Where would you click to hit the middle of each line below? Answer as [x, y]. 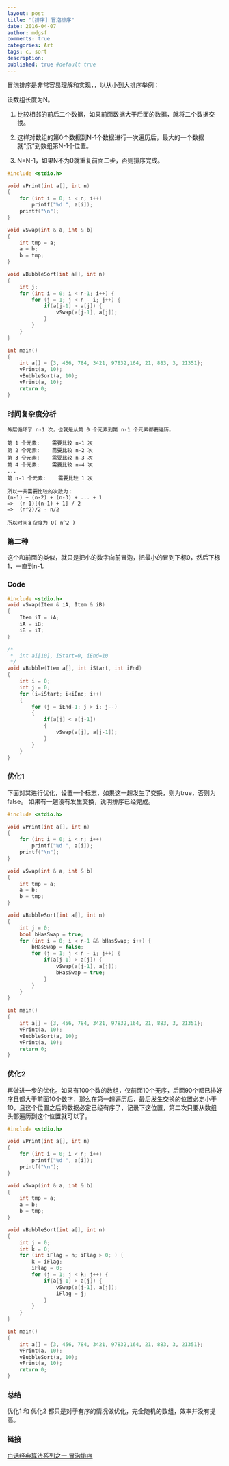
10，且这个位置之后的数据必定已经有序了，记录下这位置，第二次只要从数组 [112, 1107]
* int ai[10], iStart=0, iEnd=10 [59, 656]
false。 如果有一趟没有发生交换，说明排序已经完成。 [81, 801]
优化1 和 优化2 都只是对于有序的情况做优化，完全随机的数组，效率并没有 [109, 1411]
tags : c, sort [27, 52]
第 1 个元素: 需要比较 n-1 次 [50, 443]
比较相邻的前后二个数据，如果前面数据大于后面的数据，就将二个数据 [113, 114]
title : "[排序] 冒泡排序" [41, 20]
